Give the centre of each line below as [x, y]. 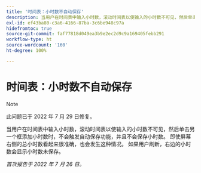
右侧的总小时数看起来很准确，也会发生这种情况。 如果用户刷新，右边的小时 [99, 144]
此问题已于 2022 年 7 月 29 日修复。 [51, 116]
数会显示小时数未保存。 [35, 151]
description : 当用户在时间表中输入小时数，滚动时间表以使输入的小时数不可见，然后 [97, 17]
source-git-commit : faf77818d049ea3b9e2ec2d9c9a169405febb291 [85, 34]
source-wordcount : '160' [37, 45]
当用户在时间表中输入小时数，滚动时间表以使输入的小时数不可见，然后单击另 [100, 129]
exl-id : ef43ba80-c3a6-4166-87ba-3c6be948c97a [65, 23]
